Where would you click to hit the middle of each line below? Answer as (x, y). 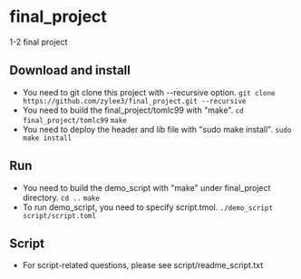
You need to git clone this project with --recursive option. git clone (149, 92)
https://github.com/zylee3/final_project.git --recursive (134, 101)
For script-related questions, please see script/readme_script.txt (143, 265)
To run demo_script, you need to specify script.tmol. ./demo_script (148, 207)
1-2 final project (39, 42)
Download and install (70, 70)
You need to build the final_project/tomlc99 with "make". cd (133, 110)
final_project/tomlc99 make (74, 120)
